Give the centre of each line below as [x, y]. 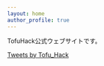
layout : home [26, 14]
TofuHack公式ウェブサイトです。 [54, 41]
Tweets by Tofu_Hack [38, 55]
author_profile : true [38, 20]
